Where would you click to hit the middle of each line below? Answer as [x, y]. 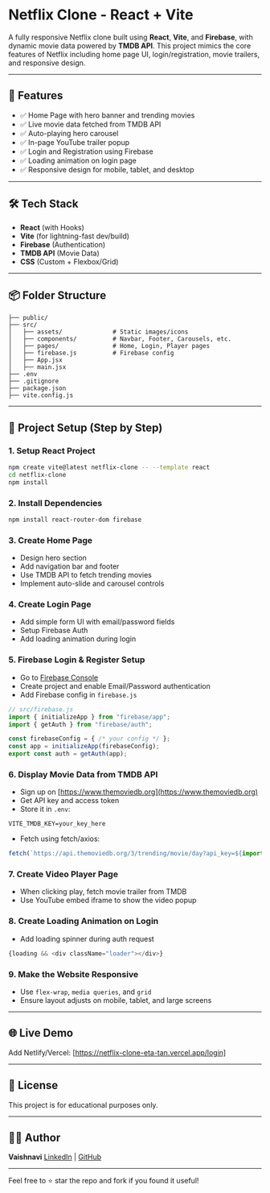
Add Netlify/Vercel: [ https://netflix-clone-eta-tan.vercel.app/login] [117, 1052]
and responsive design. [47, 63]
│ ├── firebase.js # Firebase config [91, 353]
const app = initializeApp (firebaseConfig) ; [84, 747]
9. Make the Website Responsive [74, 974]
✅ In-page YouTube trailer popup [75, 142]
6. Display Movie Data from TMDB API [83, 774]
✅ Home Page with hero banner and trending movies [107, 115]
